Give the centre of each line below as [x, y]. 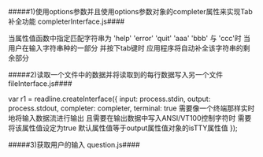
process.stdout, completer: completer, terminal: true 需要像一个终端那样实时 [131, 108]
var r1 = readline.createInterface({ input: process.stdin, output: [109, 99]
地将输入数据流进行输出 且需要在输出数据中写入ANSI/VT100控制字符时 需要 [130, 118]
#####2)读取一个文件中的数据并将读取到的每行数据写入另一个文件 [115, 75]
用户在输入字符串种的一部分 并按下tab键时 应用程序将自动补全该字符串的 [126, 48]
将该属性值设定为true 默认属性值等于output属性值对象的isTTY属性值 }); [123, 128]
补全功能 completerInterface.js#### [67, 21]
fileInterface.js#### [40, 84]
